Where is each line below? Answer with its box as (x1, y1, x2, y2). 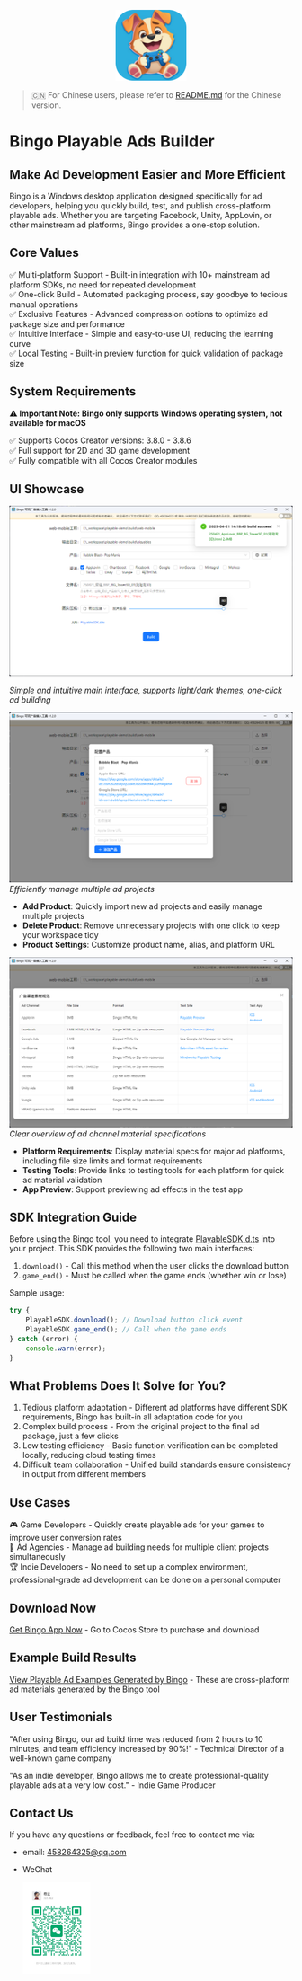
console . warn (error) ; (25, 1344, 106, 1353)
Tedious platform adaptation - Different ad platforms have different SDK (22, 1402, 288, 1413)
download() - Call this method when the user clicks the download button (22, 1260, 289, 1271)
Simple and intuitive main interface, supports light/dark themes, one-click (9, 685, 283, 696)
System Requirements (9, 384, 137, 400)
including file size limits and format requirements (22, 1155, 203, 1166)
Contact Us (9, 1806, 74, 1821)
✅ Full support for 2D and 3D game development (9, 445, 191, 455)
